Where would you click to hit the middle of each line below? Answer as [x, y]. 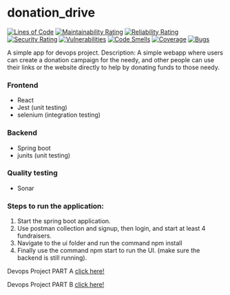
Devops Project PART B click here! [56, 285]
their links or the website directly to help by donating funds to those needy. [114, 67]
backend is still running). [52, 258]
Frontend [23, 85]
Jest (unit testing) [42, 108]
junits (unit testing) [44, 155]
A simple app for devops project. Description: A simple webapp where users [115, 53]
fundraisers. [34, 236]
